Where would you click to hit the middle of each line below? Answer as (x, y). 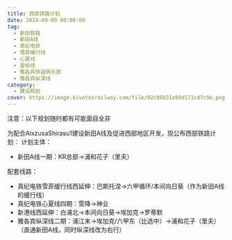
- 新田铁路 (27, 33)
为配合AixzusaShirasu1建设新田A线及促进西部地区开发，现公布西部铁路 (109, 133)
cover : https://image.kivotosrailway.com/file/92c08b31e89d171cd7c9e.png (116, 98)
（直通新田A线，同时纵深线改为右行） (71, 230)
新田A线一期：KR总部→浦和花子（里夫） (75, 157)
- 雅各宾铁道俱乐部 (37, 72)
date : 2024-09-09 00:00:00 (46, 20)
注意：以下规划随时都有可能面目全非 (59, 118)
